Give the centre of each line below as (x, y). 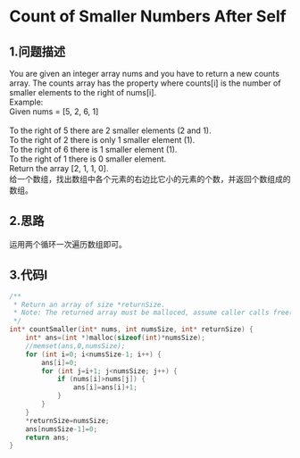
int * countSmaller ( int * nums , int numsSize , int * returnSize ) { (131, 329)
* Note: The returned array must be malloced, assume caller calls (141, 313)
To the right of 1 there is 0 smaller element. (88, 159)
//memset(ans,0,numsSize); (75, 346)
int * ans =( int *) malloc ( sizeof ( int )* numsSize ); (115, 337)
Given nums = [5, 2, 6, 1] (54, 112)
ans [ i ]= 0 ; (59, 362)
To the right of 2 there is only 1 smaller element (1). (102, 140)
